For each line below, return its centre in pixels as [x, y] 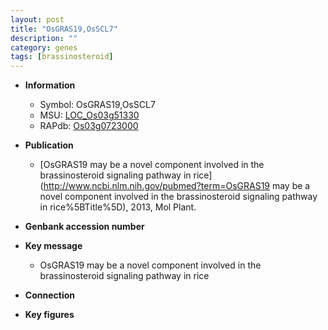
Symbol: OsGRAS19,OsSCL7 [97, 105]
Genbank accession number [84, 227]
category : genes [44, 47]
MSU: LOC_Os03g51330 [89, 115]
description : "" [44, 38]
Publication [49, 145]
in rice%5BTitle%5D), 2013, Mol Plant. [118, 207]
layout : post [37, 19]
